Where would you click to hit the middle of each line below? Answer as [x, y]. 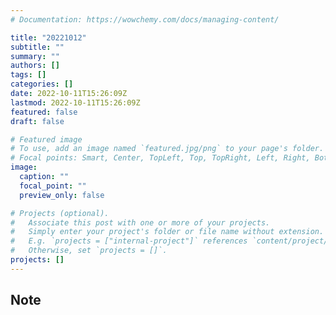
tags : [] [28, 75]
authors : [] [35, 66]
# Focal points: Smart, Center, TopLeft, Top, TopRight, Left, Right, [160, 158]
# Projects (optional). [60, 213]
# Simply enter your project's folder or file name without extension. [167, 232]
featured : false [44, 112]
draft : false [37, 121]
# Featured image [46, 139]
